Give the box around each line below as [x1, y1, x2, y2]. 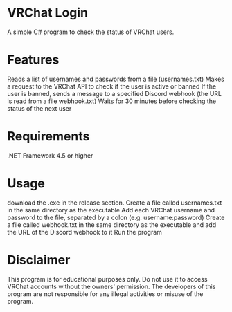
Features [7, 52, 60, 68]
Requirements [7, 129, 90, 145]
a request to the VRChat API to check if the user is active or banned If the [7, 82, 217, 91]
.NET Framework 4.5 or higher [7, 151, 93, 160]
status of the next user [7, 104, 72, 112]
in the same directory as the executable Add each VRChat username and [7, 205, 215, 214]
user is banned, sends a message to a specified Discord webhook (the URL [7, 89, 222, 98]
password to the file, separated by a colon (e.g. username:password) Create [7, 213, 225, 221]
